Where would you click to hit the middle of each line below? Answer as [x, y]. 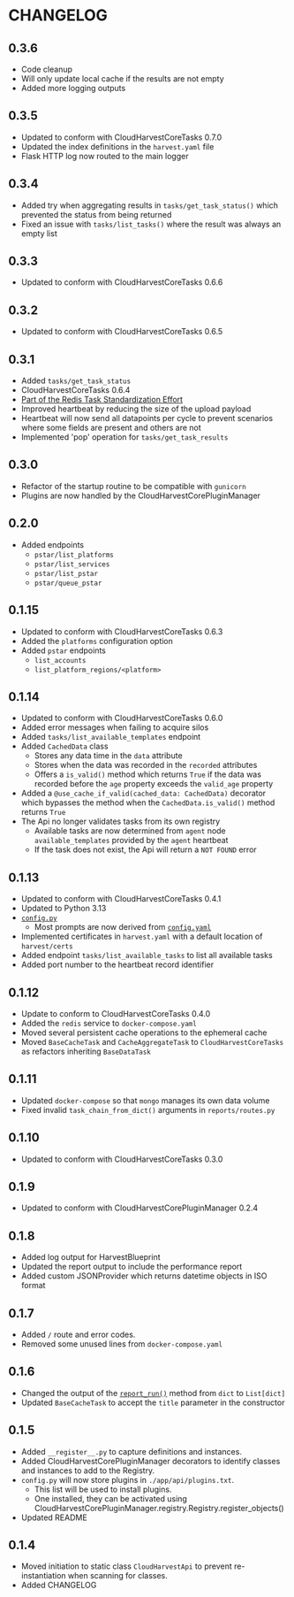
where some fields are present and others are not [111, 428]
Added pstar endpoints [64, 650]
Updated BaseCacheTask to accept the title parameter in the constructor [153, 1402]
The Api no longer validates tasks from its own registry [121, 822]
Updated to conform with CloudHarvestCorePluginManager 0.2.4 [139, 1208]
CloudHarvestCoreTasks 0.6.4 [75, 390]
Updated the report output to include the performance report [132, 1267]
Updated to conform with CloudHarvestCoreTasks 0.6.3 [122, 631]
